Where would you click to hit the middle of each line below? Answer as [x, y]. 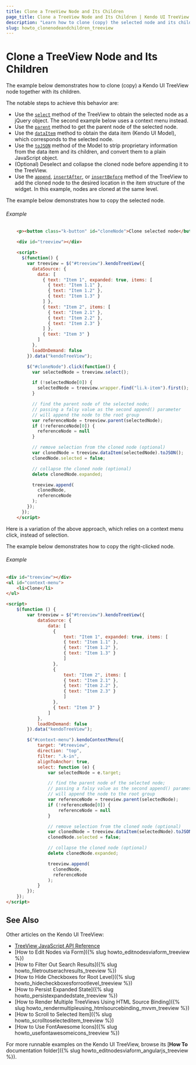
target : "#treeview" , [64, 745]
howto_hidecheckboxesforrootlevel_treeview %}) [73, 983]
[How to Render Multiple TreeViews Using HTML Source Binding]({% [97, 1002]
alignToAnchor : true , [64, 762]
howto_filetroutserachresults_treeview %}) [65, 971]
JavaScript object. [36, 158]
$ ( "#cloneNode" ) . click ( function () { [71, 367]
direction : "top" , [60, 751]
